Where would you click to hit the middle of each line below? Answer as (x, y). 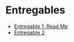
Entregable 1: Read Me (41, 26)
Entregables (35, 10)
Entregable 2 (29, 32)
